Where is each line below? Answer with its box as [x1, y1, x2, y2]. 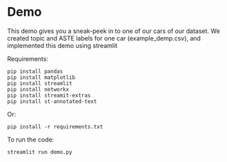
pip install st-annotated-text [7, 97, 97, 105]
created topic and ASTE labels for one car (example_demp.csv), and [7, 34, 201, 42]
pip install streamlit [7, 80, 72, 86]
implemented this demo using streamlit [7, 41, 118, 49]
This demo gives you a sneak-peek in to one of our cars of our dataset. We [7, 27, 221, 35]
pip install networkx [7, 86, 70, 93]
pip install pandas [7, 68, 63, 75]
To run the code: [7, 135, 55, 143]
